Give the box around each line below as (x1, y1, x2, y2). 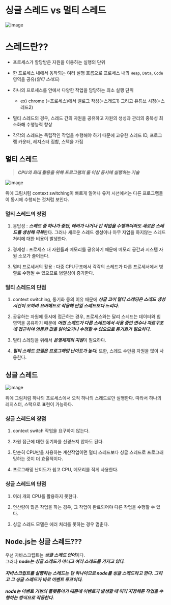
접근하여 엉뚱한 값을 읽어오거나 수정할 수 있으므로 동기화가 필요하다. (17, 326, 151, 332)
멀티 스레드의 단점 (5, 283, 47, 291)
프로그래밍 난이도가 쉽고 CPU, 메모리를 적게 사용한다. (12, 467, 119, 473)
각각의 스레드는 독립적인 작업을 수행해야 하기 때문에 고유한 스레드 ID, (12, 132, 149, 138)
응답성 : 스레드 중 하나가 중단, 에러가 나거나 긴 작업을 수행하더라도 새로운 (12, 222, 155, 229)
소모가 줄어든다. (18, 252, 50, 258)
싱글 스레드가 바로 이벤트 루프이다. (15, 576, 83, 583)
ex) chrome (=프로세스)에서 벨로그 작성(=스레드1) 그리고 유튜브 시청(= (20, 98, 161, 104)
